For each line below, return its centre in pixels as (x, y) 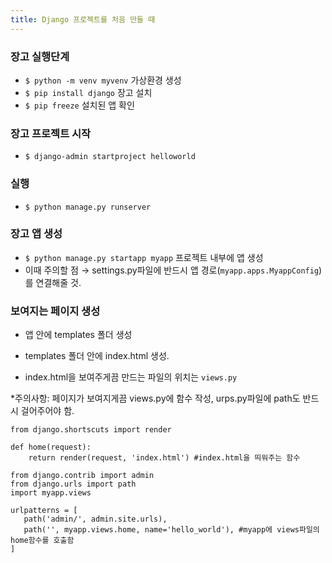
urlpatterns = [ (44, 511)
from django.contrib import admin (82, 476)
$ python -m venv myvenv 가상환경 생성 (103, 80)
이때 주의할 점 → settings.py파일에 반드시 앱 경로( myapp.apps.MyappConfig (172, 270)
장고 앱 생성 (36, 234)
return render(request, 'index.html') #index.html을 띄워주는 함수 (164, 458)
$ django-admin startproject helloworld (110, 157)
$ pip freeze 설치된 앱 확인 (79, 105)
